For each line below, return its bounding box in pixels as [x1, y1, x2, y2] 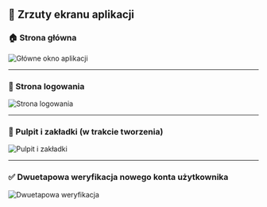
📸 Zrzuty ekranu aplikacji [8, 8, 135, 21]
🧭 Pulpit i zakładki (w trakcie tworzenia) [8, 126, 164, 137]
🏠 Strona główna [8, 33, 77, 44]
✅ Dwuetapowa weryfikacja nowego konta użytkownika [8, 172, 229, 183]
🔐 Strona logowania [8, 80, 85, 92]
